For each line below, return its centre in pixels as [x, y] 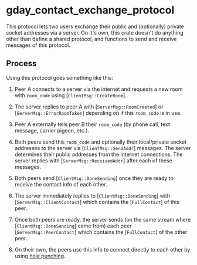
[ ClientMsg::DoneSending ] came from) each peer [73, 226]
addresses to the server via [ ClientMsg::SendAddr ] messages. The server [103, 148]
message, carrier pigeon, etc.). [52, 130]
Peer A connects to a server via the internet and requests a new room [98, 89]
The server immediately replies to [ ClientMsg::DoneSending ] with [92, 196]
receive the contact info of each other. [61, 184]
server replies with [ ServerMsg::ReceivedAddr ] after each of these [94, 160]
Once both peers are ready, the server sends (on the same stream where [103, 219]
